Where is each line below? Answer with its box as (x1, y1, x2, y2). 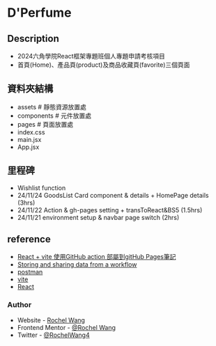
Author (7, 300, 32, 310)
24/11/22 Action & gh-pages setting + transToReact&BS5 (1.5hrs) (17, 205, 203, 214)
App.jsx (17, 143, 40, 151)
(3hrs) (17, 198, 36, 207)
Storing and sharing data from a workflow (17, 260, 137, 269)
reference (7, 233, 51, 245)
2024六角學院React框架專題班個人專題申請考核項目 (17, 52, 166, 60)
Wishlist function (17, 183, 66, 192)
